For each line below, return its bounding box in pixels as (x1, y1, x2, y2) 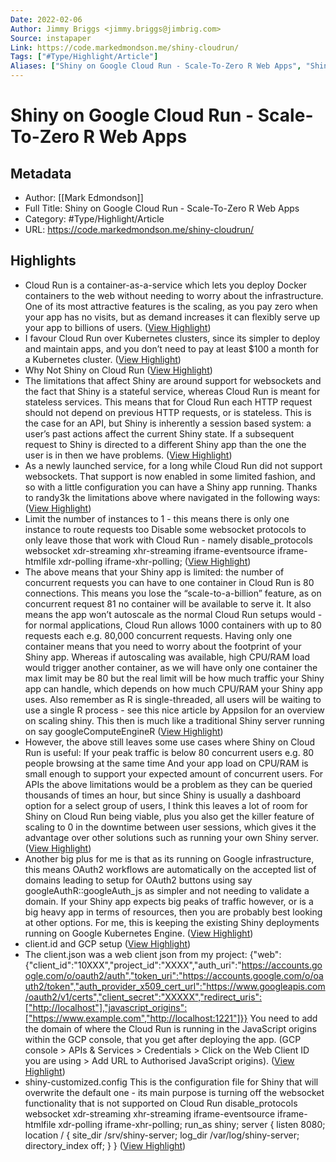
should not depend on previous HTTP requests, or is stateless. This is (24, 406, 312, 418)
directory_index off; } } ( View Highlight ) (24, 1139, 187, 1151)
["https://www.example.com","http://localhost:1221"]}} (24, 1012, 248, 1024)
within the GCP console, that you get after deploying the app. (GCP (24, 1033, 302, 1045)
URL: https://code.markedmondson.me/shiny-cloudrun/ (24, 224, 254, 235)
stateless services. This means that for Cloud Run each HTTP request (24, 396, 313, 408)
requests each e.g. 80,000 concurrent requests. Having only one (24, 629, 293, 641)
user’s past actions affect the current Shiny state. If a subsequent (24, 427, 295, 440)
